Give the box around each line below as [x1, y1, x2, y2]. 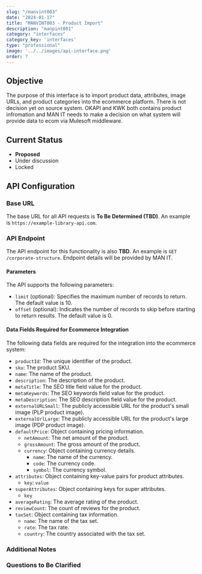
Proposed [14, 151, 40, 158]
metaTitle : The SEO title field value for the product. [14, 383, 142, 390]
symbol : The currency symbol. [32, 466, 107, 473]
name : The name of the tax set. [23, 517, 99, 524]
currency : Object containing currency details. [23, 446, 136, 454]
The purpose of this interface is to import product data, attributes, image [6, 91, 186, 99]
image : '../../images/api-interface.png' [6, 48, 112, 54]
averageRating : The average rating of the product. [14, 498, 139, 505]
